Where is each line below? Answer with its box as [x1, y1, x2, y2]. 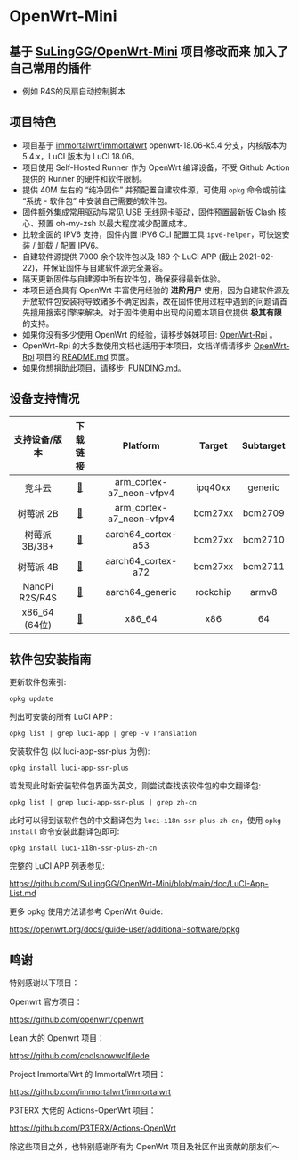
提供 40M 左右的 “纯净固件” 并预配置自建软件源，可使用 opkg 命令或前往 [21, 184, 287, 195]
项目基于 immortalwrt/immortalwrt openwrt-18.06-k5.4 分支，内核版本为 [21, 140, 287, 151]
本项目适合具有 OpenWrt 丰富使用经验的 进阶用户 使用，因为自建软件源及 [21, 284, 290, 295]
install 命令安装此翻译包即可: [9, 826, 120, 837]
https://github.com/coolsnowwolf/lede [9, 1050, 149, 1061]
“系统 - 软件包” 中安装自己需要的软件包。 [21, 195, 173, 206]
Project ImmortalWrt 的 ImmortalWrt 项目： [9, 1069, 166, 1080]
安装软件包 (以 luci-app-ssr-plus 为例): [9, 746, 150, 756]
